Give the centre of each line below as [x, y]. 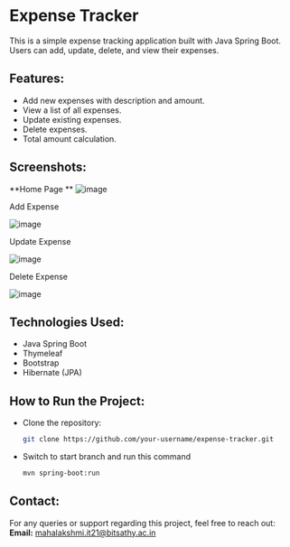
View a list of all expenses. [72, 110]
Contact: [35, 501]
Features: [37, 79]
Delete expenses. [55, 129]
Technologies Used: [67, 322]
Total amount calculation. [70, 139]
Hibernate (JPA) [52, 373]
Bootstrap [41, 363]
